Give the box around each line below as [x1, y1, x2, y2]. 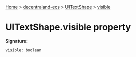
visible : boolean [5, 47, 42, 53]
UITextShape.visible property [5, 22, 131, 33]
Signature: [5, 38, 28, 44]
